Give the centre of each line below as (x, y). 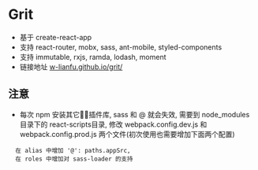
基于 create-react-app (56, 37)
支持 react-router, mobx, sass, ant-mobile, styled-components (121, 47)
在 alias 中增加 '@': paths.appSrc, (73, 150)
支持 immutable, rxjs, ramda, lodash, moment (93, 57)
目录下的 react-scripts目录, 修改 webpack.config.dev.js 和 (113, 124)
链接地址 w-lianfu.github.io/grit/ (71, 67)
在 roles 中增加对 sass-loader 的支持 (74, 159)
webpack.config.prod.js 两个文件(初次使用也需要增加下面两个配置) (127, 134)
